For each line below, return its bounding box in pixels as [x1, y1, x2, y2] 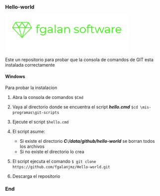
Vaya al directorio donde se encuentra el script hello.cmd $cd [12, 103, 138, 110]
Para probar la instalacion [5, 85, 57, 91]
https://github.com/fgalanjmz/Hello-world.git [12, 164, 110, 170]
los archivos [19, 143, 45, 149]
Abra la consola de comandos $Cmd [12, 94, 84, 100]
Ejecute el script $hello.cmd [12, 118, 69, 125]
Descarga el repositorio [12, 173, 60, 179]
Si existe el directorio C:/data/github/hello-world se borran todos [19, 138, 155, 144]
